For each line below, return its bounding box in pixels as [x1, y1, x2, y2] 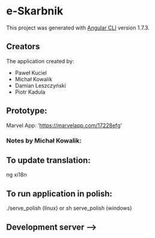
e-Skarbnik [6, 4, 64, 18]
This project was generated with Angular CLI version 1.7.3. [6, 24, 150, 31]
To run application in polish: [6, 188, 113, 199]
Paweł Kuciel [14, 69, 47, 76]
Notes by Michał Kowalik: [6, 136, 82, 145]
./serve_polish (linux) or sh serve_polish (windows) [6, 204, 132, 212]
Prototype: [6, 106, 47, 116]
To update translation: [6, 155, 91, 165]
